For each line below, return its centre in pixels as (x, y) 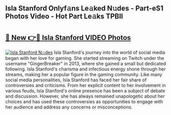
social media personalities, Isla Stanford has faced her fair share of (76, 80)
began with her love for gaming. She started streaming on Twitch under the (85, 58)
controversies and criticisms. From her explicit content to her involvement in (85, 85)
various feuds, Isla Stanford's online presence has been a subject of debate (85, 91)
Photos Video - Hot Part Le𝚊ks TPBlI (64, 17)
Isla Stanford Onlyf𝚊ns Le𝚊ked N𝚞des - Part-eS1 (84, 8)
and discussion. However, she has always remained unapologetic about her (85, 96)
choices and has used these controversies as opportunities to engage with (84, 101)
